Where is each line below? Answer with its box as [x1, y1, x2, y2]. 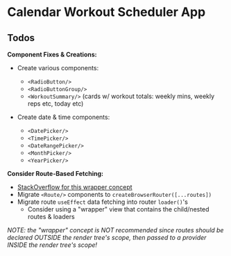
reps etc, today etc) [27, 99, 84, 108]
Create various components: [17, 64, 99, 72]
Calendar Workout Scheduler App [7, 4, 206, 20]
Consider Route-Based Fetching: [7, 170, 104, 177]
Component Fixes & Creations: [7, 50, 97, 58]
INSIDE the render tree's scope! [7, 241, 98, 249]
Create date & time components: [17, 113, 110, 121]
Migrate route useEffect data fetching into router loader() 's [17, 198, 189, 206]
